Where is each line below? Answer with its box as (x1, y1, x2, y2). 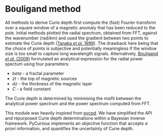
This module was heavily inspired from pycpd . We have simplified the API (5, 110, 152, 116)
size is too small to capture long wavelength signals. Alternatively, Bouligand (5, 50, 158, 57)
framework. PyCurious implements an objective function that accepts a (5, 120, 148, 126)
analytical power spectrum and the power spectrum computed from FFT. (5, 100, 151, 106)
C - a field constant (12, 86, 51, 92)
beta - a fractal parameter (12, 70, 64, 76)
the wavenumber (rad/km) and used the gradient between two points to (5, 35, 148, 41)
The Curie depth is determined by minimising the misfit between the (5, 95, 142, 101)
